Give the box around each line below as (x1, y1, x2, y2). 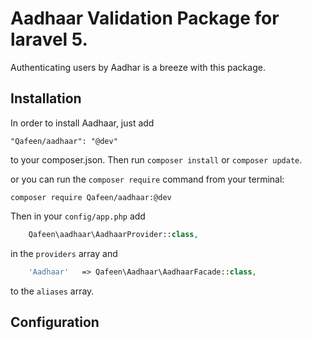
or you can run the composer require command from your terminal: (10, 173, 285, 185)
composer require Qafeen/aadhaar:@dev (10, 192, 172, 202)
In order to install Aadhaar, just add (10, 117, 155, 129)
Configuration (10, 313, 100, 331)
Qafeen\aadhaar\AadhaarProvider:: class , (28, 229, 199, 239)
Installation (10, 90, 82, 107)
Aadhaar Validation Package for (10, 7, 280, 30)
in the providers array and (10, 247, 118, 259)
